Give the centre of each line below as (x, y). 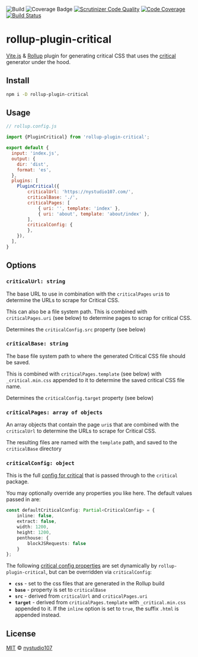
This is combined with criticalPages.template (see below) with (84, 374)
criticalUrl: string (36, 282)
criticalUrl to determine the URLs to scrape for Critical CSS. (81, 431)
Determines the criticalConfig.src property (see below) (76, 329)
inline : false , (36, 516)
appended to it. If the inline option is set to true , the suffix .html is (97, 609)
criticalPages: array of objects (54, 412)
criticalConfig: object (41, 463)
